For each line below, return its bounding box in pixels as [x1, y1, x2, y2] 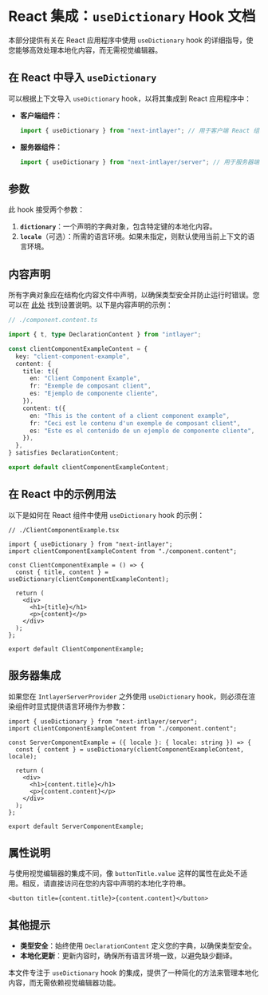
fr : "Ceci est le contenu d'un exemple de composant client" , [29, 419, 241, 428]
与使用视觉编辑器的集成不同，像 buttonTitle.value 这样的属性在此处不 [8, 869, 241, 878]
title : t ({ [22, 367, 59, 376]
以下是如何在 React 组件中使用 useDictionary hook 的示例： [8, 510, 205, 519]
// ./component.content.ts [8, 316, 98, 324]
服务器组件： [19, 141, 62, 152]
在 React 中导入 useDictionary [8, 71, 157, 85]
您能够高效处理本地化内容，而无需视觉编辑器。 [8, 45, 162, 54]
